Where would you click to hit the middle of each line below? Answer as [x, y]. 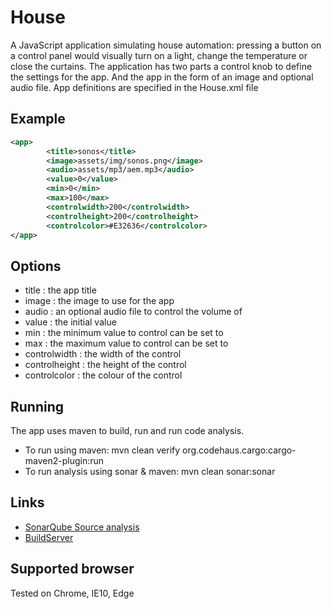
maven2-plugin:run [64, 460]
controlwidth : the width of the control [103, 354]
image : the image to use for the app [99, 301]
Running [37, 406]
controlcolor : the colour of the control [103, 375]
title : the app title [60, 290]
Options [36, 266]
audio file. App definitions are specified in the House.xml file [134, 87]
